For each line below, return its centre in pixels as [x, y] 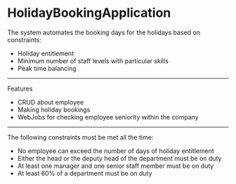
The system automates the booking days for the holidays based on [104, 32]
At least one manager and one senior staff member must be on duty [116, 166]
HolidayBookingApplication [89, 13]
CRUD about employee [51, 102]
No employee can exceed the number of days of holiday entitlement [116, 151]
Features [20, 88]
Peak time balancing [47, 68]
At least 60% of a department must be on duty [85, 173]
